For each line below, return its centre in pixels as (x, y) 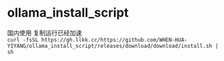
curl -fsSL (23, 40)
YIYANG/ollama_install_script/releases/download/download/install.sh (110, 46)
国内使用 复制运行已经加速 (44, 33)
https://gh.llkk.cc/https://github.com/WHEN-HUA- (114, 40)
